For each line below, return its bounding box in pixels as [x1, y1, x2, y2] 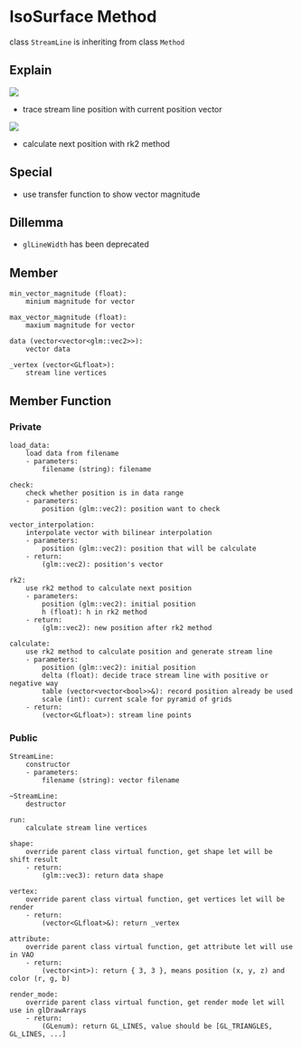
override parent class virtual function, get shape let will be [25, 848, 273, 857]
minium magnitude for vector [25, 297, 136, 306]
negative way [9, 678, 59, 688]
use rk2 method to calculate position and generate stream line [25, 646, 273, 656]
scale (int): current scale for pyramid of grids [42, 694, 232, 704]
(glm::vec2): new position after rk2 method [42, 623, 212, 632]
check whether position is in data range [25, 488, 184, 498]
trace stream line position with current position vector [22, 103, 223, 114]
